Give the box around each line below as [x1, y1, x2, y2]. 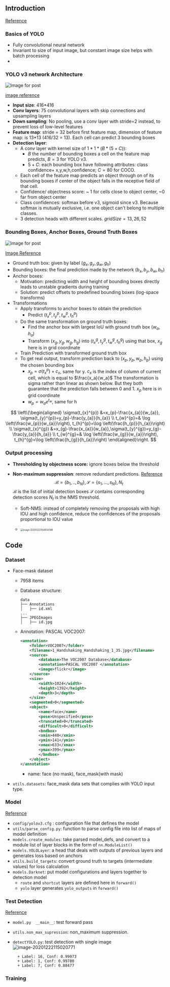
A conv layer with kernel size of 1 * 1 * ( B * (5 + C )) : [20, 145, 127, 152]
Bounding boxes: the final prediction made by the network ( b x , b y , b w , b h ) [12, 266, 165, 274]
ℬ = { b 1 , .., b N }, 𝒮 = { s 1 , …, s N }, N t [55, 479, 123, 486]
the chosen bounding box [20, 362, 74, 368]
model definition [12, 831, 47, 837]
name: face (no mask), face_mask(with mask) [27, 771, 123, 777]
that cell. [20, 183, 39, 189]
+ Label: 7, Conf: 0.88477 [17, 963, 75, 968]
